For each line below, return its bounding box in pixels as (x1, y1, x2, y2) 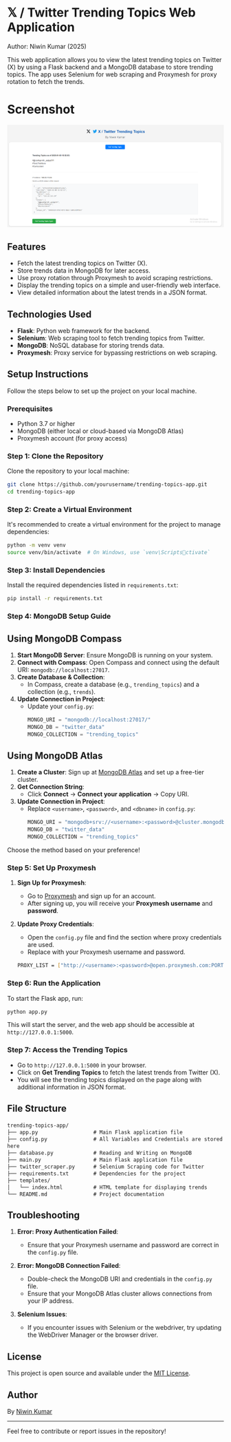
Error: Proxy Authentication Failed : (16, 1227, 119, 1236)
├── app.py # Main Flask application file (7, 1129, 184, 1136)
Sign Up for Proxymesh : (16, 879, 87, 887)
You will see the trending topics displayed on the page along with (16, 1075, 202, 1083)
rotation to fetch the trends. (7, 77, 85, 85)
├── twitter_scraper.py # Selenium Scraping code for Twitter (7, 1163, 205, 1170)
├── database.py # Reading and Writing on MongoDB (7, 1149, 192, 1156)
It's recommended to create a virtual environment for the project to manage (7, 520, 221, 529)
